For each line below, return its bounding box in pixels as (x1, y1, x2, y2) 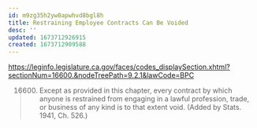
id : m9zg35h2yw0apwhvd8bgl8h (8, 11, 104, 20)
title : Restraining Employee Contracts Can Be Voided (8, 19, 189, 27)
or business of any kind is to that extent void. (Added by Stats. (39, 103, 242, 112)
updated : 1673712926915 (8, 33, 87, 42)
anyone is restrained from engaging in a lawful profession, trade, (39, 94, 250, 104)
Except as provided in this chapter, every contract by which (39, 86, 233, 95)
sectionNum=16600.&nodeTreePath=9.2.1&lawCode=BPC (8, 71, 195, 80)
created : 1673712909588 (8, 41, 87, 49)
